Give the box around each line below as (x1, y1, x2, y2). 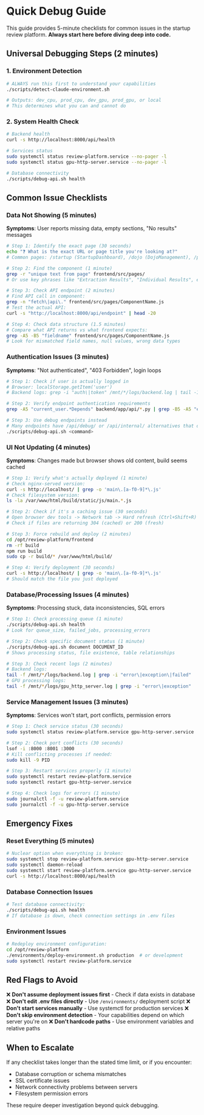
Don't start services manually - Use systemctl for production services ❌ (6, 1005, 189, 1012)
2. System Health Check (6, 118, 79, 126)
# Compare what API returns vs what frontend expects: (6, 327, 148, 333)
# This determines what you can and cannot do (6, 103, 126, 109)
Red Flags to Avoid (6, 974, 78, 985)
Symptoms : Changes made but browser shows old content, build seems (6, 457, 188, 464)
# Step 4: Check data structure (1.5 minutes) (6, 321, 126, 327)
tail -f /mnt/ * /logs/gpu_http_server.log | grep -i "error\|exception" (6, 683, 191, 689)
